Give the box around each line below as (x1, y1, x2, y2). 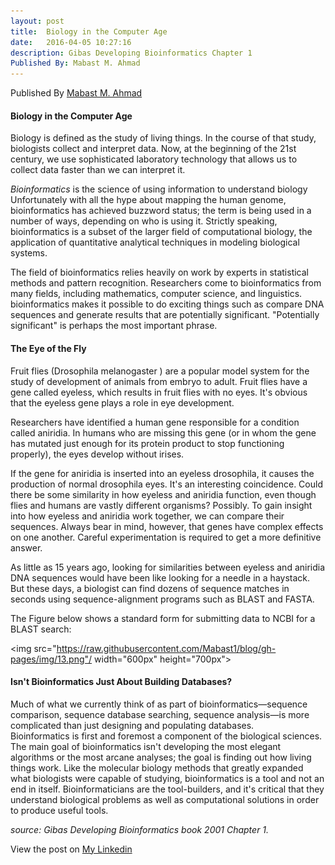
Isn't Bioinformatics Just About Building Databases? (10, 676, 233, 688)
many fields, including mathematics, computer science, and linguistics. (10, 288, 303, 300)
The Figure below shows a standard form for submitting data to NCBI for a (10, 612, 316, 624)
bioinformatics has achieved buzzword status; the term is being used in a (10, 205, 312, 217)
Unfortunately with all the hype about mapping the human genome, (10, 194, 287, 206)
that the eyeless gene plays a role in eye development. (10, 396, 235, 409)
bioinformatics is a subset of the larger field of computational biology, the (10, 226, 313, 238)
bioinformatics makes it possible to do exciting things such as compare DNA (10, 298, 325, 310)
